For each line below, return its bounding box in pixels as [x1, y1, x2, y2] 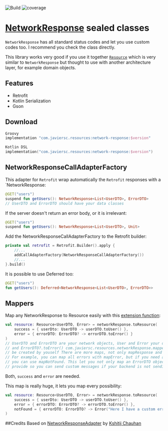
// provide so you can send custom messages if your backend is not [5, 364, 151, 369]
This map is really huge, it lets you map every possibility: [5, 383, 122, 389]
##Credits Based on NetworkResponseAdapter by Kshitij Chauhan [5, 420, 141, 426]
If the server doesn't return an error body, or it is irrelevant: [5, 210, 127, 216]
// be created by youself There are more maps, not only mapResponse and [5, 350, 162, 355]
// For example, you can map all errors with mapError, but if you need [5, 355, 160, 360]
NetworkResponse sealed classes [5, 23, 149, 34]
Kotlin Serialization [12, 98, 51, 104]
